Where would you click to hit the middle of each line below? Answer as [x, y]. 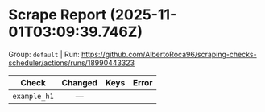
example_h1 [33, 96]
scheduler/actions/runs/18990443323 [72, 63]
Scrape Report [58, 15]
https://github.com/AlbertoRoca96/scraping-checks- [169, 54]
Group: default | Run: [44, 54]
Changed [80, 82]
